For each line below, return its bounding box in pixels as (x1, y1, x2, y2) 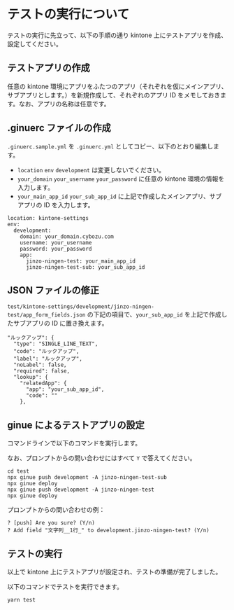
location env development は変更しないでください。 (17, 165, 166, 174)
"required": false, (13, 368, 71, 375)
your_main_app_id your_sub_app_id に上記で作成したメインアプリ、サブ (17, 192, 222, 200)
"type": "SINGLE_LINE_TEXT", (13, 340, 98, 347)
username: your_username (20, 239, 92, 246)
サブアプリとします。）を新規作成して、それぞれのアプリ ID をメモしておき (7, 90, 221, 99)
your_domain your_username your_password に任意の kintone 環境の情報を (17, 174, 225, 183)
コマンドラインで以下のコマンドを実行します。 (7, 439, 142, 448)
